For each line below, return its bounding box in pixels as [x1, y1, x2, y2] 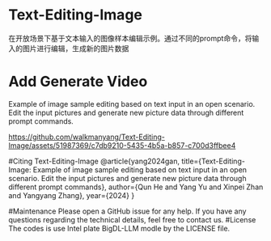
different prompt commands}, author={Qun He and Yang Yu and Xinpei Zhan [8, 182, 264, 192]
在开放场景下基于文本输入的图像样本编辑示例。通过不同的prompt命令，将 [8, 33, 252, 43]
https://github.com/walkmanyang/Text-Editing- [8, 132, 166, 142]
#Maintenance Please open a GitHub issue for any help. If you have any [8, 206, 247, 216]
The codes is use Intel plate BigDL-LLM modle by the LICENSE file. [8, 223, 231, 233]
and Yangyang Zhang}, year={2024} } [8, 190, 135, 200]
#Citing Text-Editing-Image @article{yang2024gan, [8, 156, 180, 166]
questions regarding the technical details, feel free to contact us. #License [8, 214, 256, 224]
